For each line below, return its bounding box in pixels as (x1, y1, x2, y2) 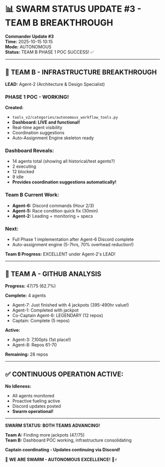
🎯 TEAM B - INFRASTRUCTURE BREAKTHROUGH (5, 68, 157, 77)
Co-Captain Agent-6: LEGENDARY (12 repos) (12, 312, 103, 318)
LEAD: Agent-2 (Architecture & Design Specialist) (5, 81, 105, 87)
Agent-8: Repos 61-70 (12, 341, 57, 348)
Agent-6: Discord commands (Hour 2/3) (12, 203, 94, 208)
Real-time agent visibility (12, 125, 62, 130)
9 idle (12, 174, 24, 180)
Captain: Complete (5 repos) (12, 317, 70, 323)
